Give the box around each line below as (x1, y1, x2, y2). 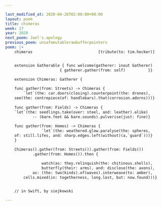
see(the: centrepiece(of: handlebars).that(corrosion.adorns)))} (14, 95, 155, 100)
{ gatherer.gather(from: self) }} (59, 68, 153, 73)
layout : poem (5, 16, 33, 22)
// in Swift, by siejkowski (14, 188, 73, 193)
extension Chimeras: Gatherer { (14, 77, 83, 82)
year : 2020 (5, 31, 28, 36)
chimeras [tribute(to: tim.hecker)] (14, 49, 155, 55)
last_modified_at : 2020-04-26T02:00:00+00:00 (5, 12, 103, 17)
